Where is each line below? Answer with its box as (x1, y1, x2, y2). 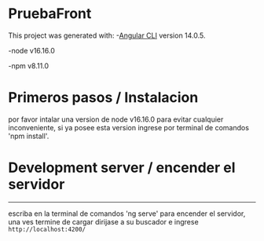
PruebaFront (8, 5, 92, 23)
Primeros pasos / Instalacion (8, 89, 199, 107)
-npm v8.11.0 (8, 60, 49, 71)
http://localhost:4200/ (8, 225, 86, 233)
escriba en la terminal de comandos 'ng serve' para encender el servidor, (8, 209, 246, 218)
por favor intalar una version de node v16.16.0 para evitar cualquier (8, 115, 224, 124)
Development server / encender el (8, 159, 236, 177)
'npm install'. (8, 131, 49, 141)
